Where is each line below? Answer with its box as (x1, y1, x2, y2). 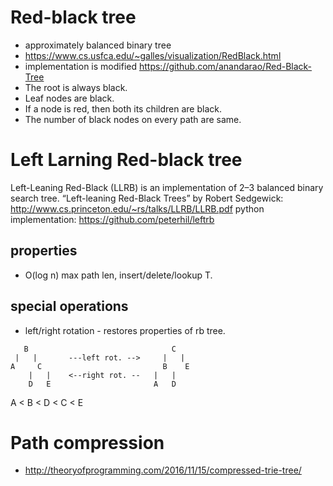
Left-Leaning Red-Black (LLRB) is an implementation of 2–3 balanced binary (10, 181, 324, 193)
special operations (10, 298, 129, 315)
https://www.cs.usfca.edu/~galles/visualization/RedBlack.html (24, 49, 282, 61)
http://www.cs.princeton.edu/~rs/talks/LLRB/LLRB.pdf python (10, 202, 265, 215)
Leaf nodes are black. (24, 92, 115, 104)
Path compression (10, 431, 165, 454)
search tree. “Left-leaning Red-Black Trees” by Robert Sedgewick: (10, 192, 284, 204)
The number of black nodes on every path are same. (24, 113, 242, 125)
